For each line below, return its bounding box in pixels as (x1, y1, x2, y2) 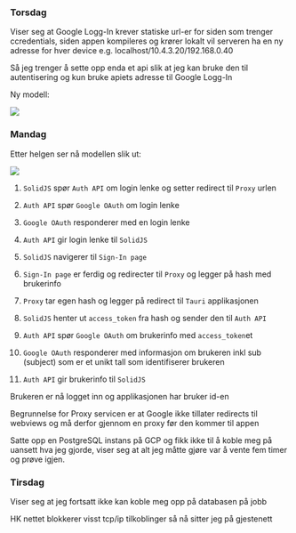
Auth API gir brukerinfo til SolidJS (22, 374, 146, 384)
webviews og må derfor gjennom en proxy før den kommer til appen (10, 417, 260, 428)
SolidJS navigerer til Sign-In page (22, 251, 148, 262)
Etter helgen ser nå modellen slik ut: (10, 149, 141, 159)
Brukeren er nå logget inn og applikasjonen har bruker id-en (10, 391, 229, 401)
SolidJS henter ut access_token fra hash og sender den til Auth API (22, 312, 268, 323)
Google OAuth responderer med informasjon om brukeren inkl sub (22, 347, 261, 358)
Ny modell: (10, 89, 50, 100)
